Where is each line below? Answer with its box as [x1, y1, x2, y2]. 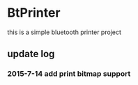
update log [7, 48, 55, 60]
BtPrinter [7, 5, 61, 21]
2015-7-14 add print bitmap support [7, 69, 131, 79]
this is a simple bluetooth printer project [7, 28, 122, 36]
